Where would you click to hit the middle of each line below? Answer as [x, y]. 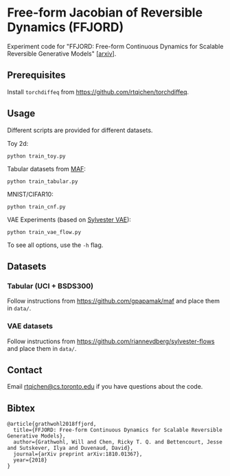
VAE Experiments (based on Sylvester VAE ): [69, 219]
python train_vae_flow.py [44, 232]
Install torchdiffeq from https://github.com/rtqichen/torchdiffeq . [98, 91]
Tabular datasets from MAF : [46, 169]
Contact [25, 370]
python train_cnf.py [37, 207]
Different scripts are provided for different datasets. [80, 130]
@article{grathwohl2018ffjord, [52, 424]
